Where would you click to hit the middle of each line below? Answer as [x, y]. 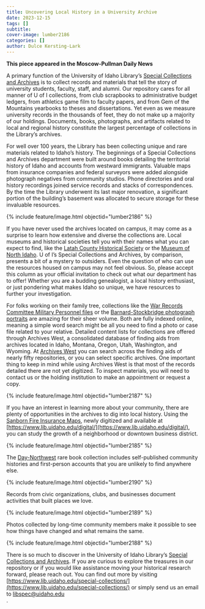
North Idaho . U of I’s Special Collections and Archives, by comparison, [95, 255]
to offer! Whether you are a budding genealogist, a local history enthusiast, [101, 280]
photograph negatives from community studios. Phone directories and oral [100, 178]
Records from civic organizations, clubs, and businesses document [91, 494]
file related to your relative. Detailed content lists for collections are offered [101, 331]
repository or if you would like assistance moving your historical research [99, 567]
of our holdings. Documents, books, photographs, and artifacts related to [99, 121]
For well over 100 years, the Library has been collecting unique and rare [97, 146]
